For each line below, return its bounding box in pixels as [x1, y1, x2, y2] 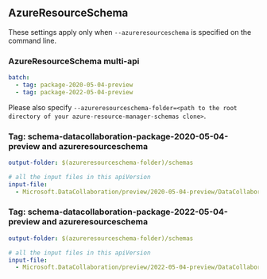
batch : [8, 74, 30, 82]
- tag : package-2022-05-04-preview [15, 88, 133, 96]
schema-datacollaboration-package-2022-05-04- [27, 206, 228, 217]
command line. [8, 36, 57, 45]
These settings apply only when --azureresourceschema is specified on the [8, 27, 252, 36]
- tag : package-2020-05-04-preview [15, 81, 133, 89]
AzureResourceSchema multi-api [8, 55, 140, 67]
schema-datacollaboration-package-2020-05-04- [27, 131, 229, 142]
